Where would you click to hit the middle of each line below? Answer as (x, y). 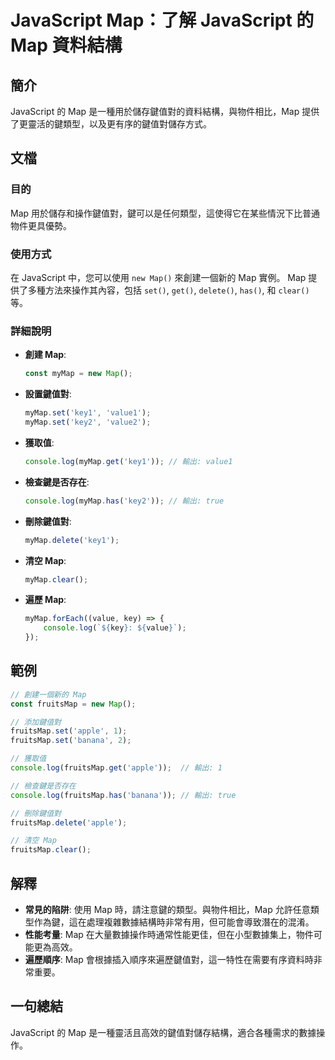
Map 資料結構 (66, 45)
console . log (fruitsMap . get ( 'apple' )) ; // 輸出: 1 (116, 768)
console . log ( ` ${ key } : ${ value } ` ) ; (115, 628)
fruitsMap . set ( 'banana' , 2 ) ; (71, 741)
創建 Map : (45, 355)
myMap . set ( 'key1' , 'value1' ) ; (88, 413)
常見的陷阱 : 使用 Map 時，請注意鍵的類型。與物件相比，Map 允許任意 (167, 910)
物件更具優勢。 (41, 225)
